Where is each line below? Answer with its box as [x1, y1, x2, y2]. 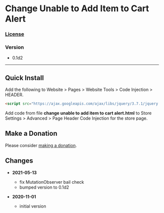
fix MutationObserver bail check [19, 179, 84, 185]
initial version [19, 203, 46, 209]
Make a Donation [5, 129, 58, 138]
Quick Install [5, 74, 44, 82]
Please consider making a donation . [5, 142, 77, 148]
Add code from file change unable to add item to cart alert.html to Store [5, 110, 152, 116]
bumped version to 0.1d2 [19, 184, 69, 190]
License [5, 31, 24, 38]
